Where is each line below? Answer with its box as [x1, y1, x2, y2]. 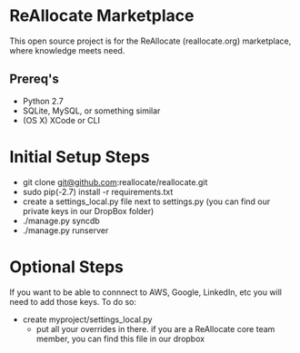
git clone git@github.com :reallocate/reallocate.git [22, 176, 208, 187]
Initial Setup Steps [9, 146, 150, 167]
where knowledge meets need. [9, 44, 125, 55]
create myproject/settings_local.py [22, 314, 153, 325]
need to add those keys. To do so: [9, 296, 137, 307]
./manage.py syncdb [22, 215, 100, 226]
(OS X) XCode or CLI [22, 114, 100, 125]
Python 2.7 [22, 95, 64, 106]
